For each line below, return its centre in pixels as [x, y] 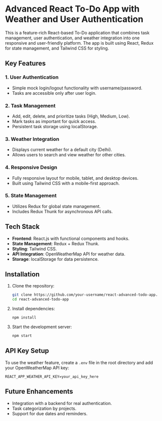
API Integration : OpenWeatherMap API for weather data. [69, 254]
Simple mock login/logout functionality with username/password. [77, 88]
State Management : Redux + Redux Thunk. [56, 243]
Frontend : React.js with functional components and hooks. [71, 238]
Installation [22, 275]
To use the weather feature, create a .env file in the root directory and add [79, 362]
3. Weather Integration [32, 139]
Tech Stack [22, 227]
